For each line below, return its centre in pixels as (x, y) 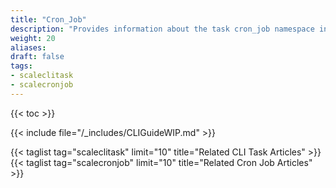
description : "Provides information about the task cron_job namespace (162, 29)
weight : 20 (33, 38)
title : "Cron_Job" (48, 19)
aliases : (28, 47)
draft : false (37, 57)
